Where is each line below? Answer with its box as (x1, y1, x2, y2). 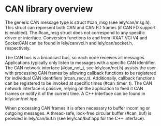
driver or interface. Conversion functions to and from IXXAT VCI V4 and (5, 35, 147, 41)
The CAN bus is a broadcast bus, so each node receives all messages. (5, 54, 146, 60)
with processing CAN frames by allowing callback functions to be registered (5, 70, 157, 76)
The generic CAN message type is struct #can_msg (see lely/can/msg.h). (5, 19, 151, 25)
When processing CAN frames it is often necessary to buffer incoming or (5, 105, 150, 111)
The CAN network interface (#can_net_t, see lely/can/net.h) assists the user (5, 64, 156, 71)
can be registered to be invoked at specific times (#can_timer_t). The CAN (5, 80, 152, 86)
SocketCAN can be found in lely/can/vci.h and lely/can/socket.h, (5, 40, 133, 46)
